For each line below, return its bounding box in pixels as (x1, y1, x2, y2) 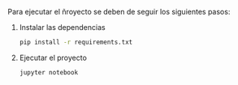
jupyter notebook (19, 68, 79, 76)
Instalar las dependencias (19, 23, 106, 32)
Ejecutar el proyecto (19, 53, 87, 62)
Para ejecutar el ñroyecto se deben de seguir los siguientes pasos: (7, 7, 231, 16)
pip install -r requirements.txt (19, 38, 133, 46)
